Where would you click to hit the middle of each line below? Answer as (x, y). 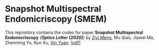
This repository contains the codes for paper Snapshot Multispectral (74, 32)
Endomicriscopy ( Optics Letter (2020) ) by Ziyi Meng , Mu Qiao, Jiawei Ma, (80, 37)
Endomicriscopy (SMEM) (56, 19)
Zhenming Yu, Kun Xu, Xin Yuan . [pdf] (43, 42)
